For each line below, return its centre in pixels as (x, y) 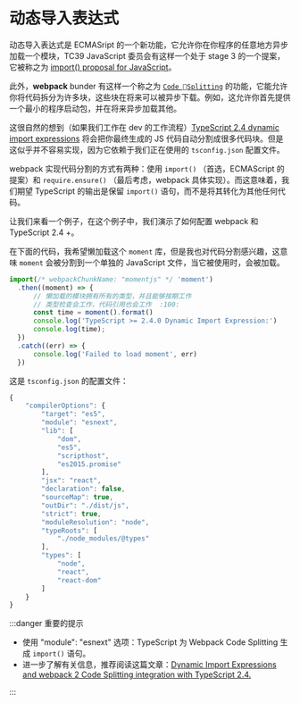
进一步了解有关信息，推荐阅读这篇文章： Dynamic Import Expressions (149, 665)
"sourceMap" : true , (78, 498)
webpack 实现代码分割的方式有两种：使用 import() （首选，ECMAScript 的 (147, 168)
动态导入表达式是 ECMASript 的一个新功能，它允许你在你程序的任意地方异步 (149, 45)
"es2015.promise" (89, 464)
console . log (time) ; (69, 330)
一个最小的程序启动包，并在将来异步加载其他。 (95, 108)
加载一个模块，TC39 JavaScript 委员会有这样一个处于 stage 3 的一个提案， (147, 55)
